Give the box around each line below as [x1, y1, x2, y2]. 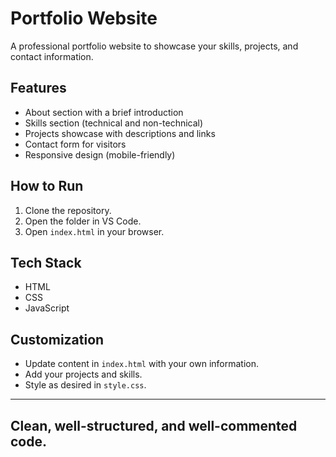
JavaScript [24, 302, 70, 314]
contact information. [10, 50, 94, 62]
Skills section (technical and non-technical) [24, 117, 204, 129]
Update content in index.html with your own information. [24, 358, 259, 370]
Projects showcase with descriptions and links [24, 127, 216, 139]
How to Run [10, 178, 84, 195]
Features [10, 80, 67, 97]
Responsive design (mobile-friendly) [24, 148, 176, 161]
